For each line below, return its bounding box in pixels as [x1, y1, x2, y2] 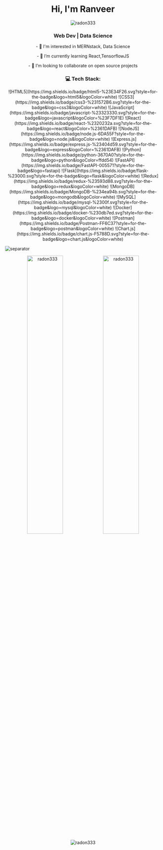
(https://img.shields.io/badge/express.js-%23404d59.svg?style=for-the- [9, 141, 157, 147]
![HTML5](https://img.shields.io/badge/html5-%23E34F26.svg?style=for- [8, 88, 158, 95]
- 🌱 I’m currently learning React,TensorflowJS [37, 53, 129, 59]
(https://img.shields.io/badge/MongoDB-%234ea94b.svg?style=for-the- [9, 188, 157, 194]
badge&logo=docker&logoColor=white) [31, 215, 112, 221]
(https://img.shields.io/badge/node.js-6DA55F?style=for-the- [20, 130, 146, 137]
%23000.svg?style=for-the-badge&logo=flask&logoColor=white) [7, 172, 140, 179]
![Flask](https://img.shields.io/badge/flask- [61, 168, 149, 173]
